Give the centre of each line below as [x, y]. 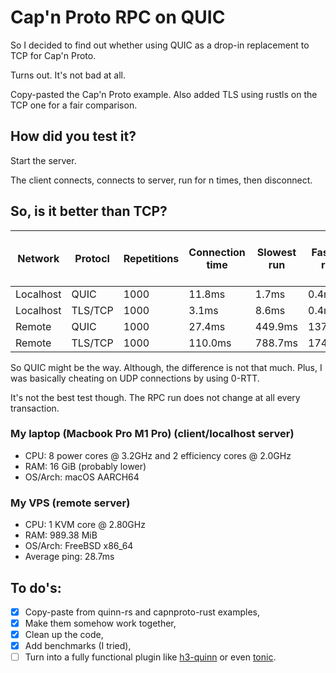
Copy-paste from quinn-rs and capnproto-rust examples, [142, 612]
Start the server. [43, 160]
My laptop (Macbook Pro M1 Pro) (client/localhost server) [152, 434]
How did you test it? [73, 136]
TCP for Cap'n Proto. [53, 55]
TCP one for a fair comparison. [74, 105]
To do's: [36, 587]
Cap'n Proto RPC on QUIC [118, 17]
